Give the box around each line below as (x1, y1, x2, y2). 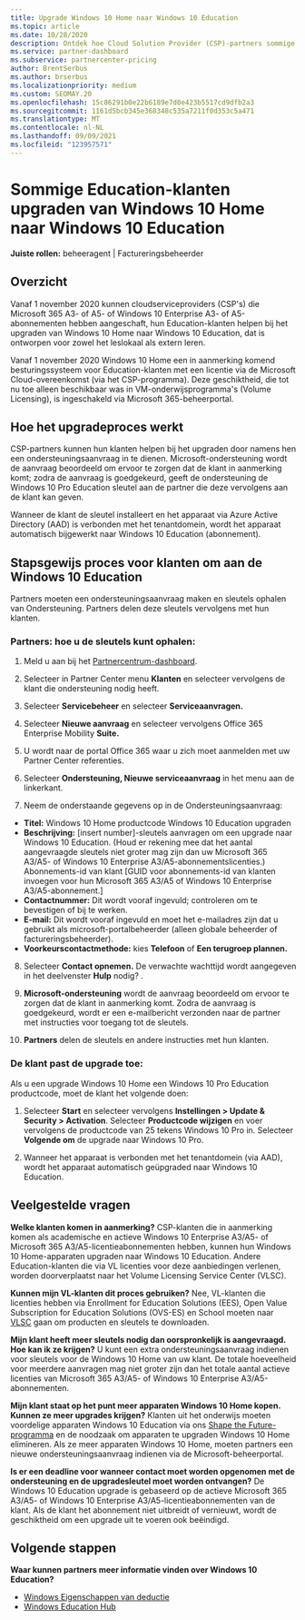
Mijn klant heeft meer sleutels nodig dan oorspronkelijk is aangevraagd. (10, 1334, 287, 1345)
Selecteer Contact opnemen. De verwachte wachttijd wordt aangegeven (23, 960, 297, 972)
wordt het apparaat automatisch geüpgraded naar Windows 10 (23, 1161, 258, 1172)
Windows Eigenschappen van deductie (23, 1592, 171, 1603)
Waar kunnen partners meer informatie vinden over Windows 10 (10, 1565, 258, 1575)
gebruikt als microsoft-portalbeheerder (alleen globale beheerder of (23, 924, 278, 935)
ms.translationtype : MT (10, 114, 101, 124)
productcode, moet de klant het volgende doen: (10, 1088, 189, 1098)
